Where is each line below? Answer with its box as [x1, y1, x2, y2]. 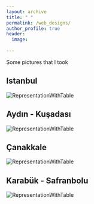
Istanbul [6, 76, 38, 86]
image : [11, 36, 28, 42]
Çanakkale [6, 142, 47, 153]
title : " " [6, 14, 34, 20]
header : [6, 31, 26, 37]
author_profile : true [6, 25, 60, 32]
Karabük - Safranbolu [6, 175, 89, 185]
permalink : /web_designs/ [6, 20, 71, 26]
